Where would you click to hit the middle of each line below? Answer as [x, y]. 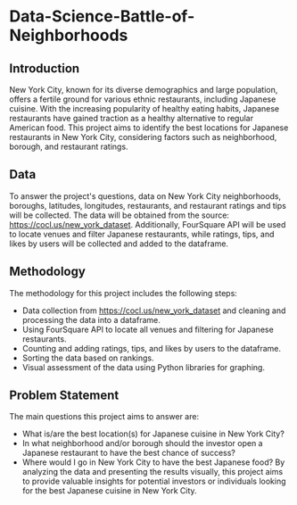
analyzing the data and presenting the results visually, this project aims [153, 472]
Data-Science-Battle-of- [102, 17]
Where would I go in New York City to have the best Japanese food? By [153, 462]
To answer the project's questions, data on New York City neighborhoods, [145, 196]
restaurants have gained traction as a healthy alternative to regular [132, 118]
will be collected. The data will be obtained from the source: [120, 215]
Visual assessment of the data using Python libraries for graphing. [144, 367]
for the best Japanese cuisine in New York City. [110, 491]
